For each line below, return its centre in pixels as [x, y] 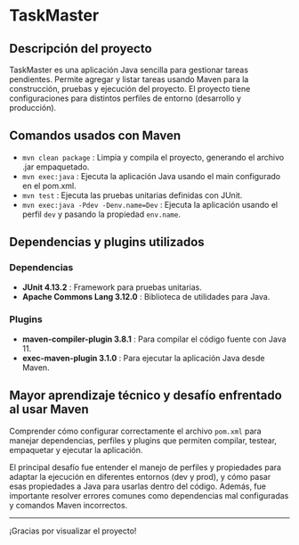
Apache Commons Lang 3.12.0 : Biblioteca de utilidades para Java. [146, 296]
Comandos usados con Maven [95, 136]
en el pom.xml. [49, 186]
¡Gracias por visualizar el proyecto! [73, 531]
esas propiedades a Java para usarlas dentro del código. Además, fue [138, 486]
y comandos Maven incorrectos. [69, 505]
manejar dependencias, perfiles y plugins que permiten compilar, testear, [143, 440]
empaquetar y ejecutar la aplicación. [76, 450]
